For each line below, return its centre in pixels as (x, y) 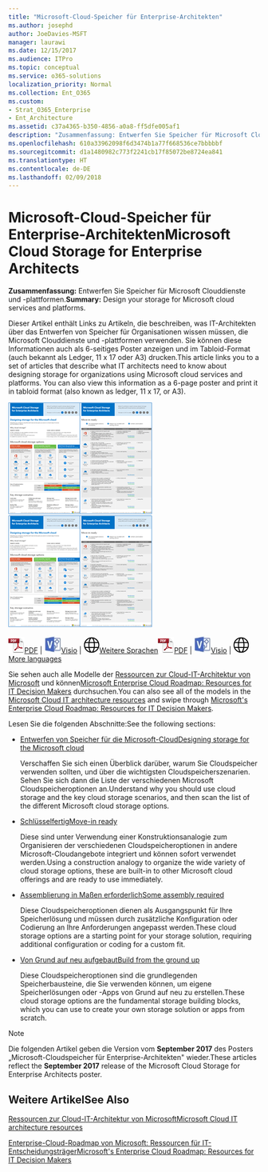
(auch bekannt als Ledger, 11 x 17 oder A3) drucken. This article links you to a (134, 358)
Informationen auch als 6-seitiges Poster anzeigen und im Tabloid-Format (130, 349)
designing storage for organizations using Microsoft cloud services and (126, 374)
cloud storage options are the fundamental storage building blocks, (130, 1001)
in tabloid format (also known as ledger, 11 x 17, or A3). (97, 391)
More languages (35, 659)
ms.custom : (26, 101)
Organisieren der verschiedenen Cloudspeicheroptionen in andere (128, 846)
